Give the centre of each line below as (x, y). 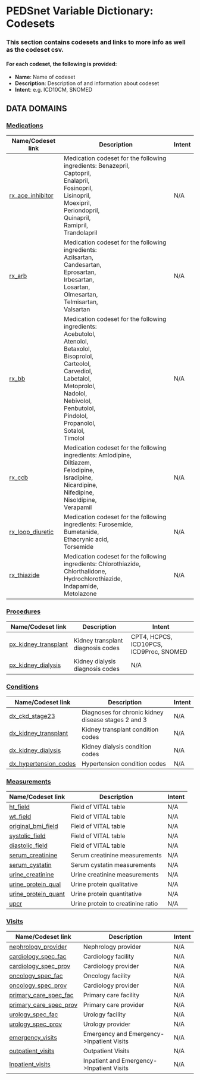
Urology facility (104, 1015)
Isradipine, (78, 477)
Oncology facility (107, 976)
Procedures (23, 611)
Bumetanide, (81, 532)
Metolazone (80, 594)
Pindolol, (76, 416)
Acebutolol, (79, 334)
